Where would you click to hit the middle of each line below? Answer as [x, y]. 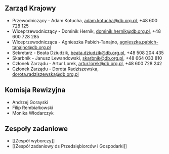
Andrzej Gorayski [30, 102]
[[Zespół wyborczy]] [33, 141]
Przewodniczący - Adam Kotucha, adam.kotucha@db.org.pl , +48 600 [85, 20]
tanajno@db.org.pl [31, 47]
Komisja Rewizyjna [35, 90]
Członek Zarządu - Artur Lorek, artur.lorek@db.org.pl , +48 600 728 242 [87, 63]
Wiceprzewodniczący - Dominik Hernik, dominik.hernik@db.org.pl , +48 [87, 31]
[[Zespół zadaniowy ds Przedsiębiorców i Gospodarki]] [69, 146]
